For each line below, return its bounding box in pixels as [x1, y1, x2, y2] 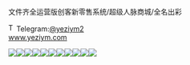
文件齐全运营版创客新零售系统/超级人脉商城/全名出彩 [8, 7, 183, 16]
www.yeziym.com [8, 33, 67, 42]
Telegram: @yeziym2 [16, 24, 84, 34]
